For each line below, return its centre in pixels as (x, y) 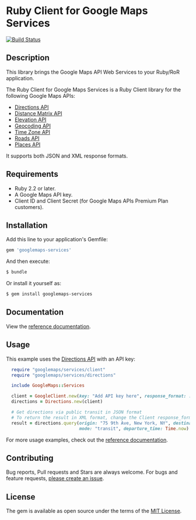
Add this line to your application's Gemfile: (57, 240)
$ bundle (17, 272)
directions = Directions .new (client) (57, 402)
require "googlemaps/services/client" (59, 370)
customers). (29, 207)
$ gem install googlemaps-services (49, 294)
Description (28, 58)
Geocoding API (33, 126)
